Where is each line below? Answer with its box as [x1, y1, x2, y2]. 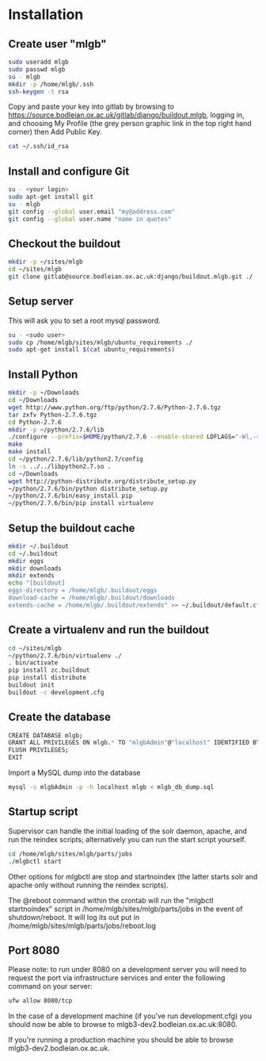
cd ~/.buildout [8, 550, 59, 557]
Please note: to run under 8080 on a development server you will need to [8, 965, 247, 975]
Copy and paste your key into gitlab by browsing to [8, 102, 174, 112]
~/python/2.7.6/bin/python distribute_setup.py [8, 485, 169, 492]
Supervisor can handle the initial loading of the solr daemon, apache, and [8, 826, 248, 836]
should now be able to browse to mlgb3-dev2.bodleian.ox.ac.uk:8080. [8, 1020, 237, 1029]
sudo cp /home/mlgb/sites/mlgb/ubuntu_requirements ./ [8, 339, 193, 347]
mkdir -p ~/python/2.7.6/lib [8, 426, 104, 434]
